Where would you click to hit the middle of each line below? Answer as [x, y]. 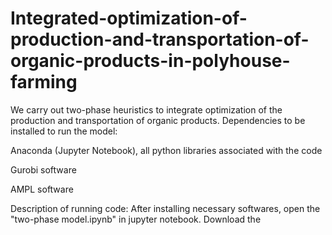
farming [44, 82]
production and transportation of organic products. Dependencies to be [158, 120]
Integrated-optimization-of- [129, 18]
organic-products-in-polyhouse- [150, 61]
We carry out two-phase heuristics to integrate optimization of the [146, 109]
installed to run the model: [64, 131]
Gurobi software [43, 169]
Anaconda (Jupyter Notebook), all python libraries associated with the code [166, 150]
